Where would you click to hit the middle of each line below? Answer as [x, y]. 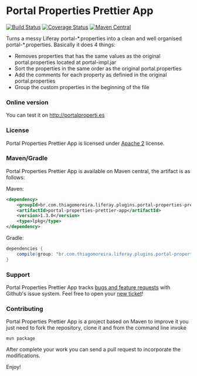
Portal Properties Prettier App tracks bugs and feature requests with [88, 287]
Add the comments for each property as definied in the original [91, 74]
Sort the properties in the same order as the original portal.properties [98, 68]
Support [18, 275]
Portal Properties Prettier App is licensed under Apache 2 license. [85, 143]
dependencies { [25, 249]
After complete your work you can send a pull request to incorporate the [93, 350]
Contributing [25, 309]
